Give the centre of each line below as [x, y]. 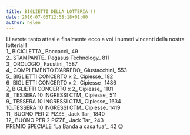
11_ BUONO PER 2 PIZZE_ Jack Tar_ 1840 [56, 114]
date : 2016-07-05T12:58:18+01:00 [47, 17]
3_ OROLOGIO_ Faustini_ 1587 [42, 64]
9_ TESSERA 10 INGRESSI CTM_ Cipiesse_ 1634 [64, 102]
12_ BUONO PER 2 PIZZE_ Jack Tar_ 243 [55, 120]
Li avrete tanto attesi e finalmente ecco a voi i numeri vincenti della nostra [95, 39]
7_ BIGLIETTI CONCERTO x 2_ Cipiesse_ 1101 [60, 89]
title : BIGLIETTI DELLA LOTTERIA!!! [51, 11]
